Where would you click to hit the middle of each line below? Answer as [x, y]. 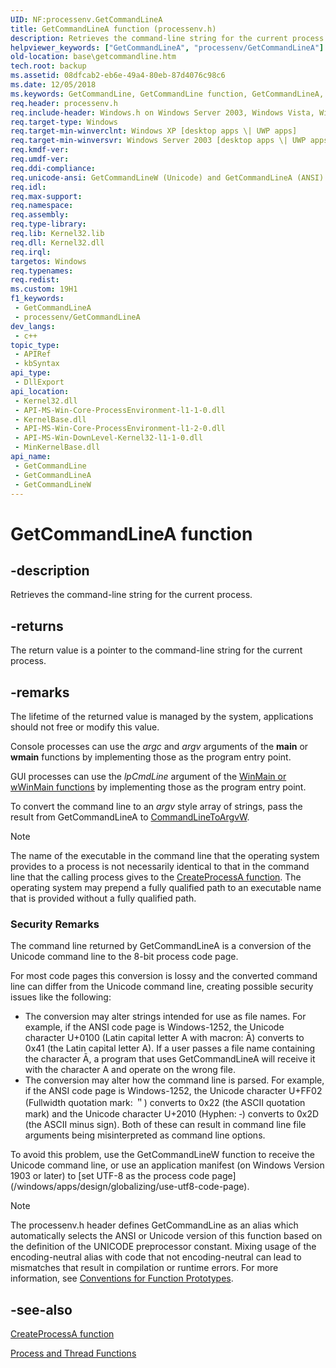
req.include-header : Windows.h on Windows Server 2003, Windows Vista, [162, 112]
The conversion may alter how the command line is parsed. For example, [174, 1080]
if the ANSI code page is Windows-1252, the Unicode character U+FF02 [173, 1091]
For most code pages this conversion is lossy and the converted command [164, 976]
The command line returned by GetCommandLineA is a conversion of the [161, 946]
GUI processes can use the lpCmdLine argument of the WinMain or [148, 776]
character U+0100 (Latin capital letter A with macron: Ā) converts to [164, 1038]
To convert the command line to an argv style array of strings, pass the [156, 806]
